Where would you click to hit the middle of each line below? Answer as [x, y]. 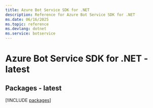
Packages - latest [34, 88]
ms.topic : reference [27, 24]
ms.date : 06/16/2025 [27, 19]
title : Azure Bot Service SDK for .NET [48, 10]
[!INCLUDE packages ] [28, 100]
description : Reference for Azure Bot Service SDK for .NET [70, 15]
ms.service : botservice [30, 33]
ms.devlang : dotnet [26, 29]
